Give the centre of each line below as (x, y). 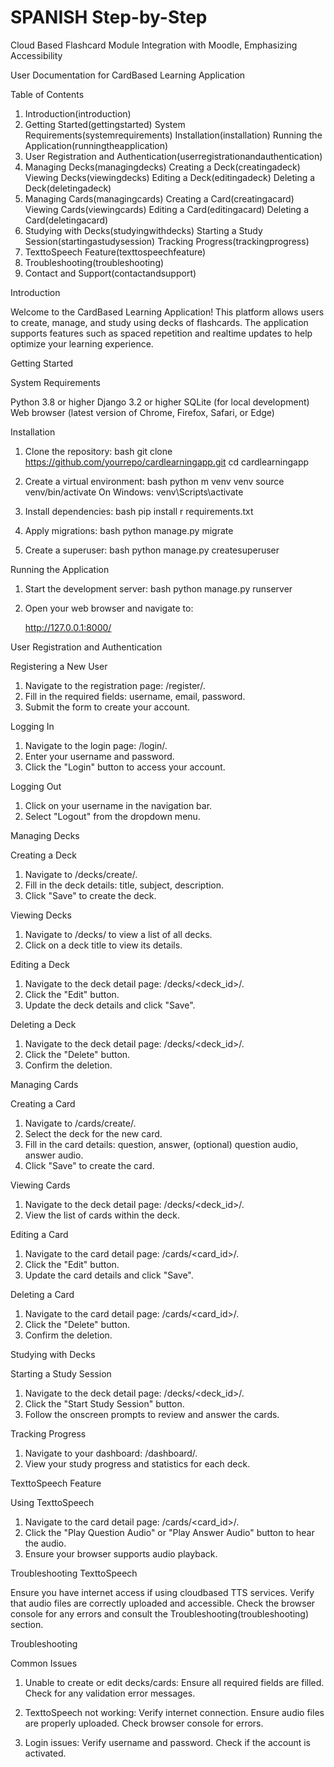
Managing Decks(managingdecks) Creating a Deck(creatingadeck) (162, 167)
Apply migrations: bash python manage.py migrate (129, 530)
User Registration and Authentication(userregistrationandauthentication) (173, 156)
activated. (45, 1753)
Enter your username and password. (99, 756)
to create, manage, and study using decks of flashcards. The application (159, 322)
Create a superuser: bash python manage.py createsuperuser (152, 550)
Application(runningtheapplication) (96, 145)
